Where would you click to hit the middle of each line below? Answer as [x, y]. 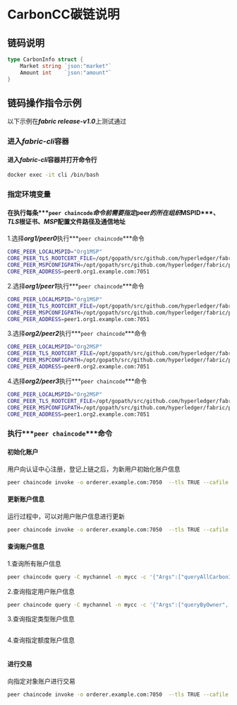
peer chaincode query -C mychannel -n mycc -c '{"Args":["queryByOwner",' [120, 605]
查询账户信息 [26, 547]
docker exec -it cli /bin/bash [53, 175]
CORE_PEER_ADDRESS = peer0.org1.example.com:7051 [79, 272]
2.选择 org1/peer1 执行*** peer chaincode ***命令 [76, 286]
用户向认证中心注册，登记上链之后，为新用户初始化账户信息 [94, 469]
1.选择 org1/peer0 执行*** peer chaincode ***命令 [76, 238]
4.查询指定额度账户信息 [41, 640]
